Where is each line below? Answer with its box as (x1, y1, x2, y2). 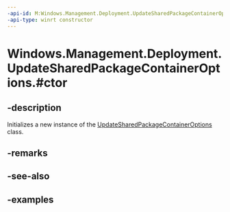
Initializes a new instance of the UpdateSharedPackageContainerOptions (7, 120, 212, 129)
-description (7, 102, 62, 114)
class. (7, 127, 24, 135)
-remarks (7, 147, 48, 159)
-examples (7, 194, 54, 205)
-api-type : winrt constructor (7, 16, 94, 23)
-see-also (7, 170, 50, 182)
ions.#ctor (7, 75, 68, 90)
